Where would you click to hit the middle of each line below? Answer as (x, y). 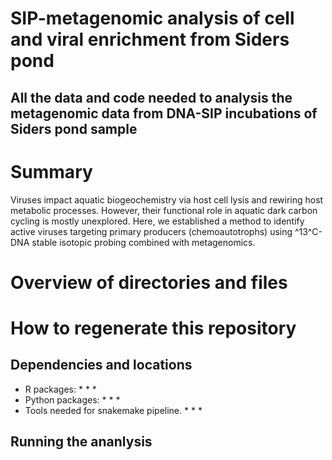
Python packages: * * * (72, 399)
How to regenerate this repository (153, 328)
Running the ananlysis (81, 442)
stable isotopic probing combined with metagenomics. (143, 242)
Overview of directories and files (149, 282)
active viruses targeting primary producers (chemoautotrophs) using (151, 231)
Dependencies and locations (101, 365)
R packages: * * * (60, 389)
